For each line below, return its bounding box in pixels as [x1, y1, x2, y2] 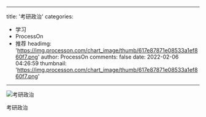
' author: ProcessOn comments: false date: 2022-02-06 [37, 53, 179, 60]
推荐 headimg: [15, 40, 52, 47]
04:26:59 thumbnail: [15, 60, 67, 67]
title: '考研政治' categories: [6, 13, 74, 20]
